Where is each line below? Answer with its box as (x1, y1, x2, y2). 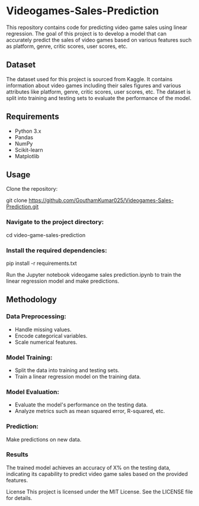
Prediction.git (6, 203, 39, 210)
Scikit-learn (14, 146, 43, 153)
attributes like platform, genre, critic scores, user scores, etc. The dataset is (6, 88, 191, 95)
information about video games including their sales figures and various (6, 82, 182, 89)
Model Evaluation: (6, 387, 59, 396)
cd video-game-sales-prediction (6, 231, 86, 238)
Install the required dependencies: (6, 246, 108, 254)
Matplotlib (14, 152, 40, 159)
